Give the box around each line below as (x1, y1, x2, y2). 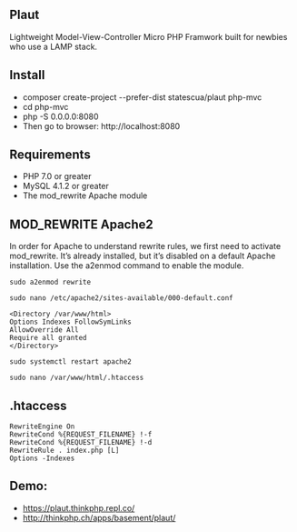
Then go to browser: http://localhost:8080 (22, 120, 181, 131)
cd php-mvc (22, 101, 69, 112)
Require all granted (9, 334, 88, 343)
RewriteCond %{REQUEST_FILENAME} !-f (9, 430, 153, 439)
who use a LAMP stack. (9, 41, 98, 52)
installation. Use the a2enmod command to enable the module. (9, 260, 244, 271)
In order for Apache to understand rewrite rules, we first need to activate (9, 241, 282, 252)
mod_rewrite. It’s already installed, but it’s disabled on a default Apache (9, 250, 276, 262)
